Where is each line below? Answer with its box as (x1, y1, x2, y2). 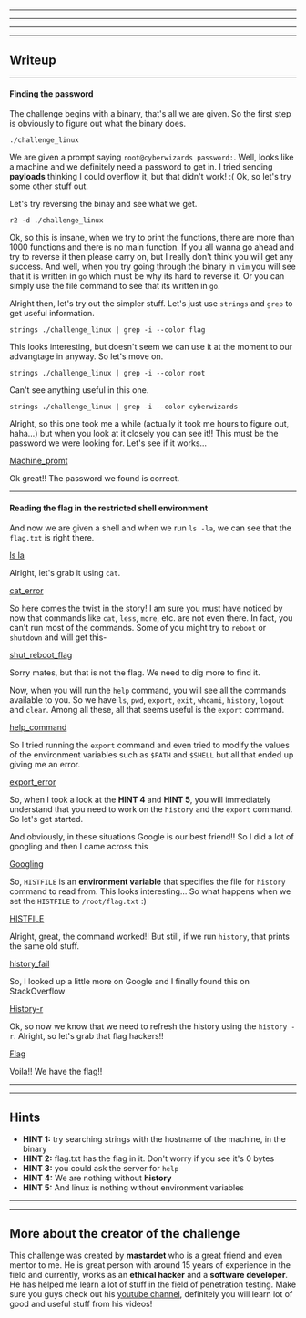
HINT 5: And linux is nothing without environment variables (22, 1182, 244, 1193)
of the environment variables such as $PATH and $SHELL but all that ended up (9, 749, 294, 760)
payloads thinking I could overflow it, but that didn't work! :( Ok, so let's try (9, 171, 291, 182)
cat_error (9, 585, 44, 596)
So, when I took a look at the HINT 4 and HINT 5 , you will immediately (9, 794, 271, 806)
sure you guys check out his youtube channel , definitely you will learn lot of (9, 1289, 293, 1300)
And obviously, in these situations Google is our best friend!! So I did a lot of (9, 831, 294, 842)
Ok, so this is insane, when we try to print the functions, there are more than (9, 232, 295, 243)
